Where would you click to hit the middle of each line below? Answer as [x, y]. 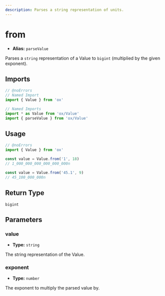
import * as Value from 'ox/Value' [42, 113]
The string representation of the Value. [45, 254]
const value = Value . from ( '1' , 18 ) [42, 159]
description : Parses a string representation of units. [64, 10]
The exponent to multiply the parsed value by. [52, 288]
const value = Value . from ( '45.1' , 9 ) [44, 172]
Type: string [26, 245]
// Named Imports [23, 109]
